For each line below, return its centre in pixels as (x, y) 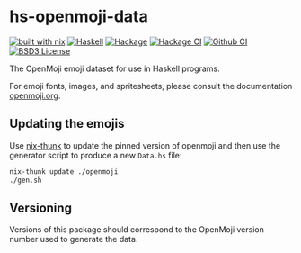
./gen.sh (26, 180)
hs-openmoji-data (79, 17)
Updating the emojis (67, 124)
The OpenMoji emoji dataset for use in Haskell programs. (115, 68)
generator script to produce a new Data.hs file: (96, 155)
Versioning (40, 208)
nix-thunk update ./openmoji (64, 172)
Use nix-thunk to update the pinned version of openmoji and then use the (145, 145)
